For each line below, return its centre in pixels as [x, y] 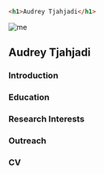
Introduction [33, 75]
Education [29, 97]
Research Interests [47, 119]
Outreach [28, 140]
